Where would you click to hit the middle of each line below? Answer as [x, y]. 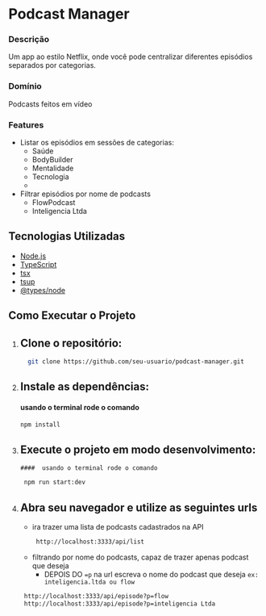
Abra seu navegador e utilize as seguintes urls [139, 507]
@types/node [43, 290]
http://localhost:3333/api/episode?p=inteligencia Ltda [120, 603]
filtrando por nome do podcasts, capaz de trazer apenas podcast [140, 557]
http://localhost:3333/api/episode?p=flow [96, 596]
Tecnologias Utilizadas [67, 236]
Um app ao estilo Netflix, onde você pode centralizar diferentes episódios [131, 57]
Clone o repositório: [71, 343]
